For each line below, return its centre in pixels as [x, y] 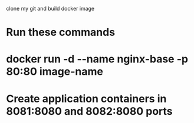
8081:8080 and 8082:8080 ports [89, 111]
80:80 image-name [55, 72]
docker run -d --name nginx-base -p [97, 59]
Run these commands [61, 32]
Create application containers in [86, 99]
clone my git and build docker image [50, 9]
